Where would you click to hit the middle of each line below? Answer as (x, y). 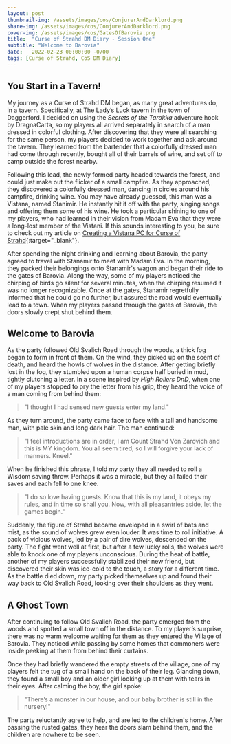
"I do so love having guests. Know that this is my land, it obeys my (118, 497)
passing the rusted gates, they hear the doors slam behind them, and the (110, 727)
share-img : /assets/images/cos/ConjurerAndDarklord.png (89, 26)
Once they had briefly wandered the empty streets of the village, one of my (114, 664)
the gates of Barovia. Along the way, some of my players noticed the (104, 275)
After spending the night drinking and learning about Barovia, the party (107, 253)
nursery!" (37, 707)
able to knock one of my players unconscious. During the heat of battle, (109, 554)
